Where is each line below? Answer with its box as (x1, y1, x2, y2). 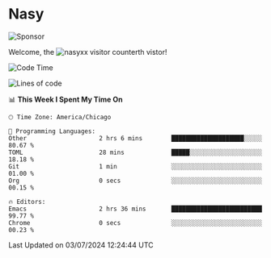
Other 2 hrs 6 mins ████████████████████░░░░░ (8, 134, 263, 142)
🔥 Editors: (8, 198, 46, 206)
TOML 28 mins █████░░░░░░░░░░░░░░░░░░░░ (8, 148, 263, 156)
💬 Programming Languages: (8, 127, 95, 135)
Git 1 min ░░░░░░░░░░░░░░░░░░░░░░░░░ (8, 162, 263, 170)
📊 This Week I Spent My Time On (8, 94, 123, 104)
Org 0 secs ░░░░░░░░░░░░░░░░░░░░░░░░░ (8, 177, 263, 185)
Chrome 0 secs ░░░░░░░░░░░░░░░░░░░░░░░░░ (8, 218, 263, 227)
